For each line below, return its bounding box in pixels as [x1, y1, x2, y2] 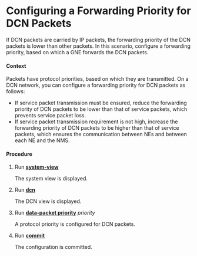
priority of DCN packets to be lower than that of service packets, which [14, 106, 188, 113]
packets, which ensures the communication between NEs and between [14, 131, 187, 138]
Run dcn [14, 186, 36, 193]
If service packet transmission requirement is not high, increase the [14, 118, 178, 125]
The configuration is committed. [14, 244, 92, 251]
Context [6, 62, 26, 69]
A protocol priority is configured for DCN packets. [14, 221, 135, 228]
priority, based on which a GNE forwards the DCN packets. [6, 48, 149, 55]
